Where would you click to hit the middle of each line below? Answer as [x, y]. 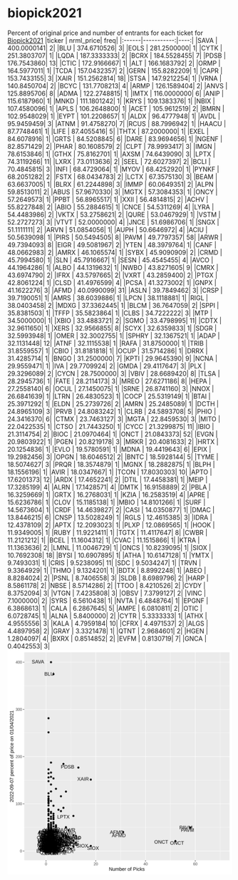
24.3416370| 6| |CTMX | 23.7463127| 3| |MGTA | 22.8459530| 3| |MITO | [114, 419]
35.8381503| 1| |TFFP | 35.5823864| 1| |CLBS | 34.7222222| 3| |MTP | [110, 313]
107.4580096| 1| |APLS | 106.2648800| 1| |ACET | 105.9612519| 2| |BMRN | [116, 108]
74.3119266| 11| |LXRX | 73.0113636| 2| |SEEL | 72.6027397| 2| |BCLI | [109, 161]
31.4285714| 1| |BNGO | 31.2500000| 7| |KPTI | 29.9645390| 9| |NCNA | [113, 358]
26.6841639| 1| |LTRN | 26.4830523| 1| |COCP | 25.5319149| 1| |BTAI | [109, 396]
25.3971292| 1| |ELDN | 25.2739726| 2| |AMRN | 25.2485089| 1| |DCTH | [113, 403]
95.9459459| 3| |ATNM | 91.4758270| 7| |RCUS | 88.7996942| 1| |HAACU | [117, 123]
